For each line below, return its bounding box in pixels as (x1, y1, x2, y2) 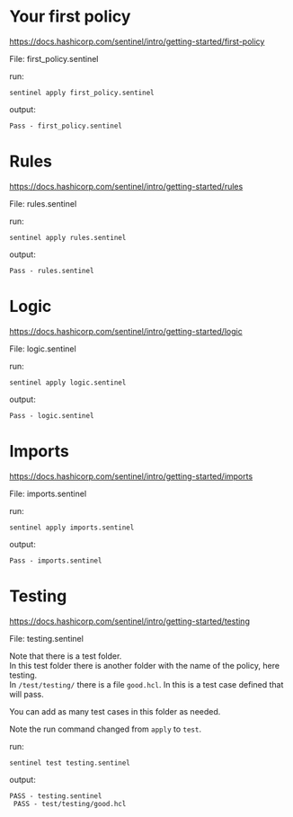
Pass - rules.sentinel (9, 266, 94, 275)
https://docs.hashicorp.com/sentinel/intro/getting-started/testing (9, 616, 250, 626)
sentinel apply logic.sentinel (9, 377, 127, 387)
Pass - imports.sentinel (9, 555, 102, 565)
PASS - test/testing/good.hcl (13, 799, 127, 808)
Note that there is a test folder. (9, 650, 122, 662)
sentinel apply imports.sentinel (9, 523, 135, 532)
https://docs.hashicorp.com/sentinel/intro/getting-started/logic (9, 325, 243, 336)
